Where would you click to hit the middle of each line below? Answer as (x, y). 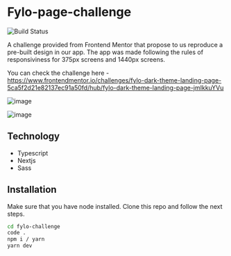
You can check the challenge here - (58, 73)
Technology (34, 136)
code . (17, 233)
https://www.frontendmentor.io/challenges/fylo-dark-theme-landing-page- (114, 80)
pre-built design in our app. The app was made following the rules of (105, 52)
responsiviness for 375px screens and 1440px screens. (86, 59)
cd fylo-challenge (34, 226)
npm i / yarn (26, 239)
